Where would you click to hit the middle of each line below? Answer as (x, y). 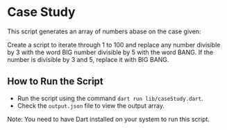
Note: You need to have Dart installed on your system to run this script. (109, 119)
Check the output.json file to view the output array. (91, 106)
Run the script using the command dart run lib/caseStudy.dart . (110, 98)
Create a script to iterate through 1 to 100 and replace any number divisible (114, 44)
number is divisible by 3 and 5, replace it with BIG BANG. (88, 59)
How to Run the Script (56, 82)
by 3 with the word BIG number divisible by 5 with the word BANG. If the (110, 52)
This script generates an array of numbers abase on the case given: (104, 31)
